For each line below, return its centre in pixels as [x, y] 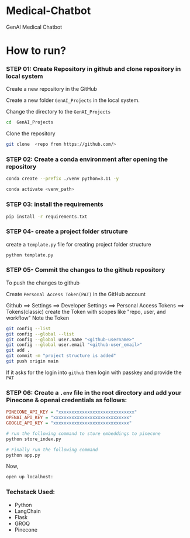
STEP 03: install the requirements [55, 204]
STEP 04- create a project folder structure [67, 231]
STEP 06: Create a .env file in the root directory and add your [94, 392]
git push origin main [32, 361]
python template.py [30, 255]
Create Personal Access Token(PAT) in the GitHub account [76, 294]
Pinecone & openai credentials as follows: [67, 400]
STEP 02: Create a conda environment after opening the [87, 159]
